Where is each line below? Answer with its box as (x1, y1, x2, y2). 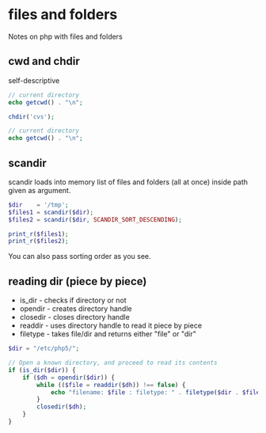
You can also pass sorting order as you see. (8, 252, 152, 261)
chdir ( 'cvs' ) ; (8, 112, 55, 120)
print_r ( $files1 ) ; (8, 230, 69, 238)
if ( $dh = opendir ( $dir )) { (22, 374, 115, 382)
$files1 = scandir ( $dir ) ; (8, 208, 93, 216)
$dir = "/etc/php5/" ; (8, 344, 80, 353)
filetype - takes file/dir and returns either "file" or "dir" (19, 329, 196, 339)
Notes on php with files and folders (8, 32, 123, 41)
